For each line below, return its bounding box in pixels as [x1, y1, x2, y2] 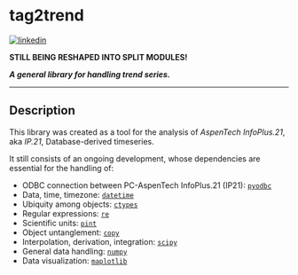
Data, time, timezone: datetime [21, 189, 135, 200]
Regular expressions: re [21, 208, 109, 218]
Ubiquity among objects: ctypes [21, 199, 138, 209]
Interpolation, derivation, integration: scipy [21, 236, 177, 247]
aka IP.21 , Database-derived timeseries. [9, 136, 154, 146]
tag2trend [9, 5, 84, 26]
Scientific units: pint [21, 217, 98, 228]
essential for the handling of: [9, 162, 114, 173]
